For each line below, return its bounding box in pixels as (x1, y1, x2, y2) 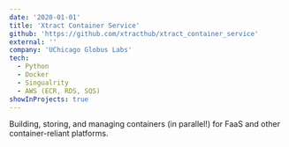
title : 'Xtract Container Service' (9, 21, 141, 30)
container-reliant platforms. (9, 129, 109, 139)
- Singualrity (17, 78, 69, 87)
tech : (9, 54, 29, 62)
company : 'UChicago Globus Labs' (9, 46, 133, 55)
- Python (17, 62, 49, 71)
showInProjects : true (9, 94, 89, 104)
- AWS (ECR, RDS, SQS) (17, 86, 101, 95)
